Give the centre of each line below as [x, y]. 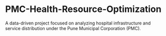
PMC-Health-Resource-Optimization [83, 9]
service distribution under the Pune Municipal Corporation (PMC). [73, 28]
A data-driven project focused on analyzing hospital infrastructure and [78, 23]
